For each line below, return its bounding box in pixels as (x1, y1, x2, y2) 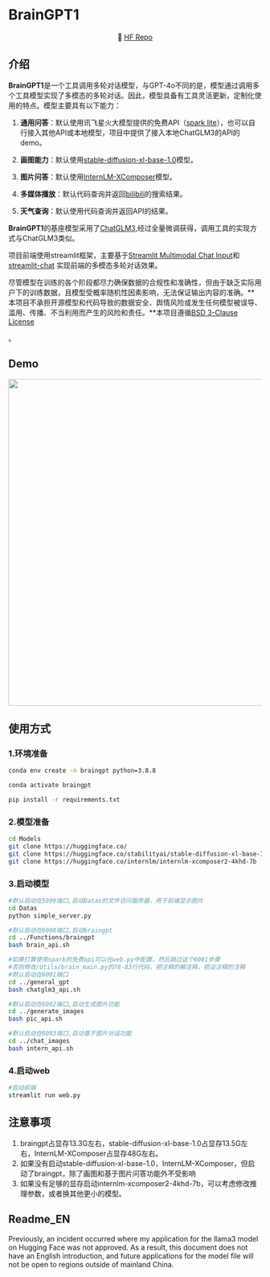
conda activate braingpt (8, 782, 92, 790)
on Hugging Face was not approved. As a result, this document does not (8, 1242, 248, 1252)
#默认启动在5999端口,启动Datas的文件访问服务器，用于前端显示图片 (8, 897, 203, 905)
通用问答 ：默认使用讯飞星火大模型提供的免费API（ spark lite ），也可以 (19, 117, 249, 127)
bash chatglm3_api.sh (8, 985, 81, 994)
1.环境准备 (8, 748, 48, 759)
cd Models (8, 835, 42, 844)
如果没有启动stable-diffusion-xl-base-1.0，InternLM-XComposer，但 (19, 1158, 248, 1168)
